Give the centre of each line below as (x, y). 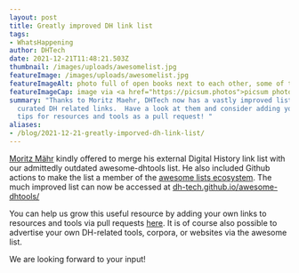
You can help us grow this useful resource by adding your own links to (138, 213)
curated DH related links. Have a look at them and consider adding (149, 108)
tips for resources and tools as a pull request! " (115, 116)
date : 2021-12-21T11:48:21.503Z (69, 59)
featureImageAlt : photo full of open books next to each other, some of (147, 84)
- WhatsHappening (41, 42)
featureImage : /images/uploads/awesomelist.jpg (99, 76)
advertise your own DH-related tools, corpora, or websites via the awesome (148, 232)
